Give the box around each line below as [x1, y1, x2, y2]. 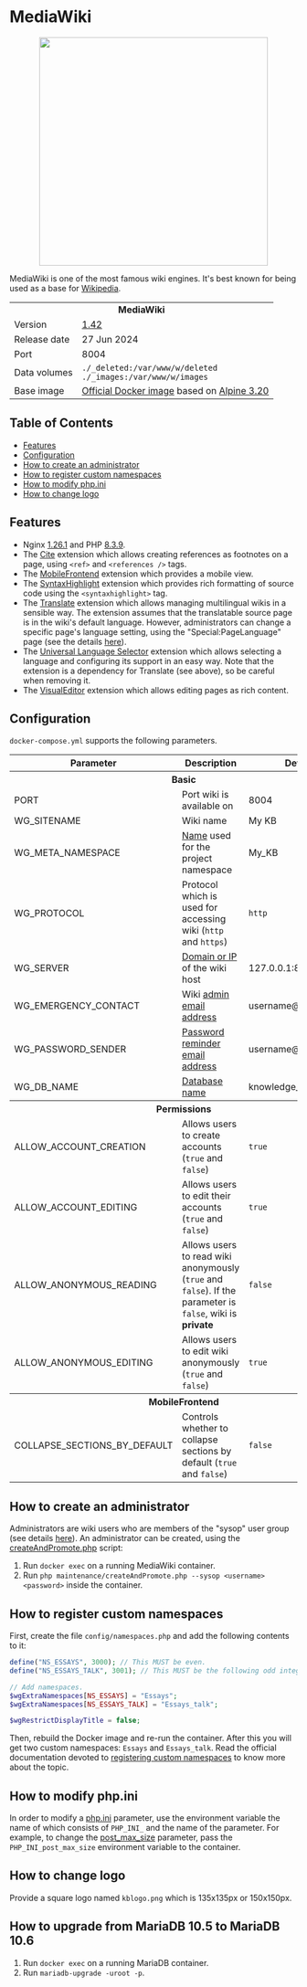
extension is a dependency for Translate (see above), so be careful [22, 665, 276, 676]
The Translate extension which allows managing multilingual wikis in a [22, 597, 286, 608]
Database [181, 1075, 224, 1088]
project [181, 852, 213, 865]
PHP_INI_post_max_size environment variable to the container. [9, 1842, 241, 1853]
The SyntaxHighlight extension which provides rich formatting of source [22, 577, 294, 588]
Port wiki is [181, 788, 229, 801]
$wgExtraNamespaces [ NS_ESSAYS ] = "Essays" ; [9, 1691, 178, 1700]
